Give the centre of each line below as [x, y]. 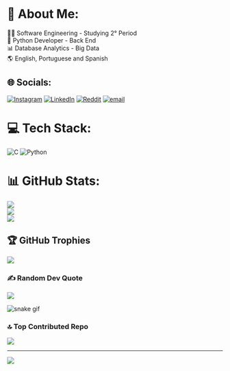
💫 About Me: [43, 14]
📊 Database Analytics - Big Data [53, 48]
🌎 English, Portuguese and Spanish [57, 58]
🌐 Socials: [29, 83]
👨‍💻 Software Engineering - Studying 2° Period [72, 33]
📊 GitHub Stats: [54, 181]
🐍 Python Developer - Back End [52, 40]
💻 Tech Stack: [49, 128]
